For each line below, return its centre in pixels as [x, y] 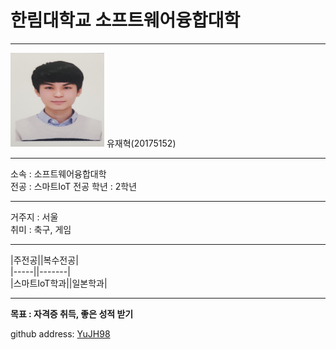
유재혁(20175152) [141, 143]
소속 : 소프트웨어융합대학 [58, 173]
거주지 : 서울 [34, 217]
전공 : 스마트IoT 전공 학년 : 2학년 [74, 186]
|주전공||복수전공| [44, 260]
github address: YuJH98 [60, 333]
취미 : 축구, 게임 [41, 229]
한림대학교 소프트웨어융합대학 [125, 20]
